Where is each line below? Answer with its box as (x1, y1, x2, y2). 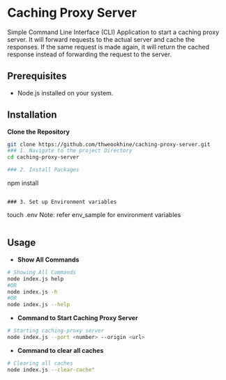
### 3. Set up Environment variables (7, 198, 117, 206)
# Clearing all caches (7, 360, 73, 367)
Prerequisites (7, 70, 67, 82)
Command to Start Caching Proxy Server (17, 314, 138, 322)
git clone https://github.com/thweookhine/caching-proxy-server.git (7, 141, 211, 148)
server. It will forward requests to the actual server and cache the (7, 35, 195, 43)
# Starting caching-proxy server (7, 327, 105, 335)
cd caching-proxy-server (7, 154, 80, 161)
